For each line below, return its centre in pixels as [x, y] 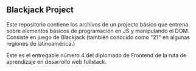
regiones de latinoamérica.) [41, 43]
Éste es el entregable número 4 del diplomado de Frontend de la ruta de [96, 55]
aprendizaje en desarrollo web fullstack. [57, 61]
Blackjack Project [40, 10]
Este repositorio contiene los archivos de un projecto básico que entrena [97, 24]
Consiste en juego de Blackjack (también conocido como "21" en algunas [98, 37]
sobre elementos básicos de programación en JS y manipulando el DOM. [98, 31]
